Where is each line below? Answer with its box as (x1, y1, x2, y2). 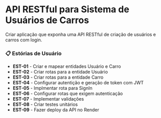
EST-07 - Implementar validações (12, 96, 84, 102)
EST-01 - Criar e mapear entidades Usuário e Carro (12, 63, 121, 69)
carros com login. (5, 37, 42, 43)
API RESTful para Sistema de (5, 4, 129, 15)
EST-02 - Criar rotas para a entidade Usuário (12, 69, 108, 75)
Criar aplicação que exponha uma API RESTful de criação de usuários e (5, 31, 156, 37)
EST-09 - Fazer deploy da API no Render (12, 107, 100, 113)
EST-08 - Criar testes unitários (12, 101, 78, 108)
